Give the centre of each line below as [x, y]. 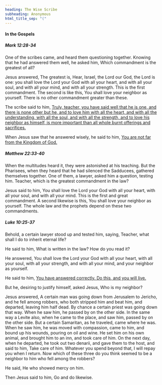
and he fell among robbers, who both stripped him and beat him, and [74, 302]
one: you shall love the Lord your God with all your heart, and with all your [79, 82]
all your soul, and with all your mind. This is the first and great [66, 195]
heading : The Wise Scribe [31, 9]
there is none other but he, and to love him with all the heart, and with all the [81, 112]
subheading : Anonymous [28, 14]
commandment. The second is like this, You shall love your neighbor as [76, 92]
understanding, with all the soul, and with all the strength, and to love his [77, 117]
